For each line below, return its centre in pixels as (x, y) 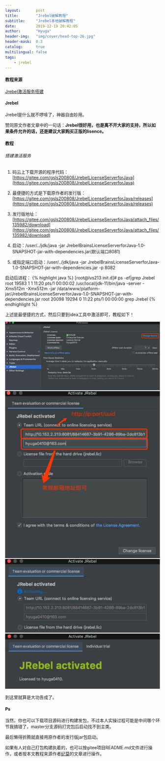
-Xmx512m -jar (41, 288)
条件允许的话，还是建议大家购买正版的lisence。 (58, 131)
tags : (11, 57)
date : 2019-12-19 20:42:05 (41, 26)
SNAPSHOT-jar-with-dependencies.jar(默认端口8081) (66, 251)
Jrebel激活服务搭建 (25, 91)
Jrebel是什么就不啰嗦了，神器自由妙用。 (46, 114)
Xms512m (15, 288)
